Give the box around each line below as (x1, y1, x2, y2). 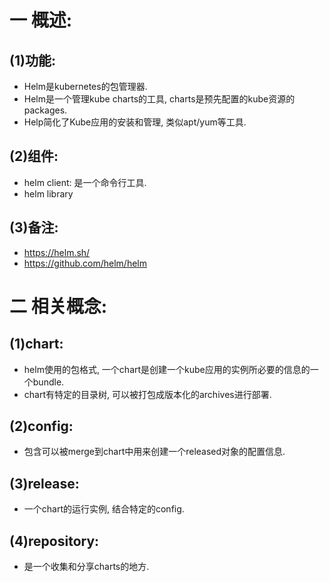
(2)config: (9, 418, 74, 435)
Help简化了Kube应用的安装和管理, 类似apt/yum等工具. (23, 116, 247, 128)
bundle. (32, 376, 65, 388)
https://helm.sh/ (23, 246, 91, 258)
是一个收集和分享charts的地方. (23, 561, 150, 573)
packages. (23, 104, 68, 116)
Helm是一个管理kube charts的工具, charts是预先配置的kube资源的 (23, 93, 296, 105)
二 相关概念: (9, 295, 107, 318)
